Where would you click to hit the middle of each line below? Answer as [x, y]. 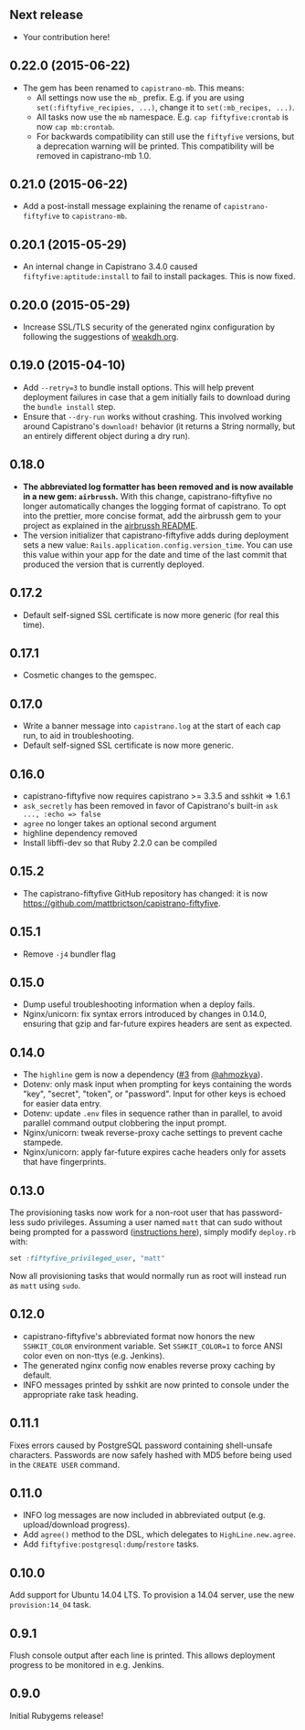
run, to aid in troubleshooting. [78, 736]
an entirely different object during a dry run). [106, 435]
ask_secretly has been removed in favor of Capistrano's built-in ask [150, 805]
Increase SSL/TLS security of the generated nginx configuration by [149, 327]
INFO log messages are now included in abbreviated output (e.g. [144, 1515]
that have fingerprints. [64, 1162]
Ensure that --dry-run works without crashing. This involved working [152, 416]
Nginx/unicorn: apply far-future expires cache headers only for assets [154, 1152]
